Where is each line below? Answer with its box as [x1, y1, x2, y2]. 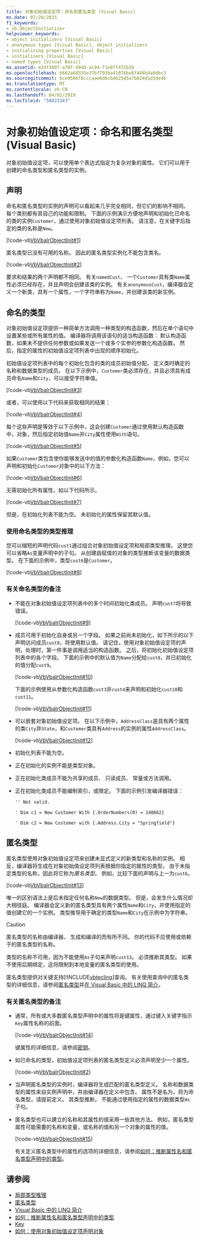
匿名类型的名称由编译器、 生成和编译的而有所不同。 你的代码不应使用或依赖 [6, 933, 192, 940]
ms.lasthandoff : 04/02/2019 [6, 92, 76, 98]
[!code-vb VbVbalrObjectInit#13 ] [6, 881, 85, 889]
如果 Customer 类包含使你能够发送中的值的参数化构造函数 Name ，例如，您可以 [6, 455, 189, 462]
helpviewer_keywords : [6, 31, 60, 37]
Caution [6, 921, 26, 928]
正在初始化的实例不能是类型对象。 [14, 761, 99, 769]
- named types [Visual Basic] [6, 59, 82, 65]
